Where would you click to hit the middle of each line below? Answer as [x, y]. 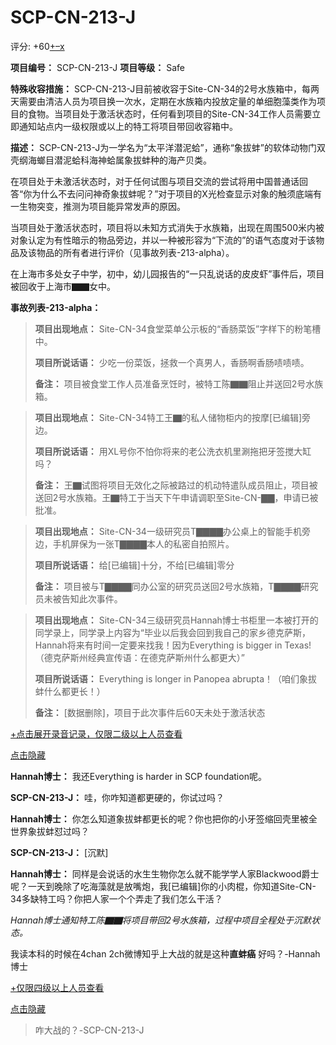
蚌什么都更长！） [70, 691]
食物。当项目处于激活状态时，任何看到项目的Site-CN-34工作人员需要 [170, 113]
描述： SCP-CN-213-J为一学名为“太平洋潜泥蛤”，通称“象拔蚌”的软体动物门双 [168, 147]
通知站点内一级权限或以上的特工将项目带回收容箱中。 [128, 126]
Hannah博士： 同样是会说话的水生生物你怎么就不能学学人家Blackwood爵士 [165, 873]
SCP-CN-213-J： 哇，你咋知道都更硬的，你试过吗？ [117, 797]
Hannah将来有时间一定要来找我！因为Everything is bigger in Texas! [173, 645]
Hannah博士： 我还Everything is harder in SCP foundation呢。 [138, 776]
